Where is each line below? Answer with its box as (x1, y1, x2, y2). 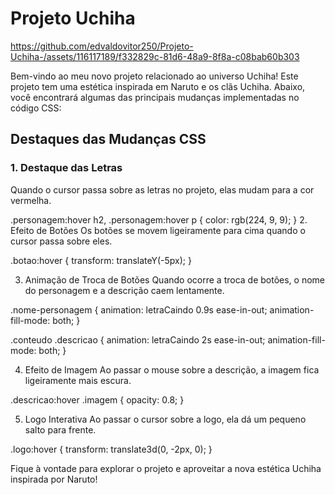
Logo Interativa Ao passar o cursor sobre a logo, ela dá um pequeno (24, 413, 307, 425)
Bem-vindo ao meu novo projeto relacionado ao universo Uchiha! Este (10, 70, 299, 82)
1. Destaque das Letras (10, 161, 123, 175)
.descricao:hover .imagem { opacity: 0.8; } (10, 393, 185, 406)
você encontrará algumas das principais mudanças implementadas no (10, 91, 300, 103)
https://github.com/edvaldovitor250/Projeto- (10, 40, 194, 52)
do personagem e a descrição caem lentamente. (24, 284, 225, 296)
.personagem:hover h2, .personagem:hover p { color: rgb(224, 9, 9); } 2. (10, 213, 308, 226)
